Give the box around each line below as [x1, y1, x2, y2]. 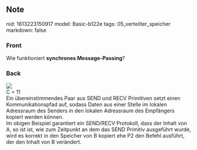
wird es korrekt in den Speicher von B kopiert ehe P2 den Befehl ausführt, [6, 132, 185, 139]
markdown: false [6, 26, 47, 34]
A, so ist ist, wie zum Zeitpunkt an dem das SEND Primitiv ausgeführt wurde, [6, 126, 191, 133]
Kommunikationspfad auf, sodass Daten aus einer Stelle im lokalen [6, 101, 168, 108]
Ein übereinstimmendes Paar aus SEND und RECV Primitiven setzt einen [6, 95, 181, 102]
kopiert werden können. [6, 114, 64, 121]
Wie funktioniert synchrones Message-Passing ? [6, 55, 125, 62]
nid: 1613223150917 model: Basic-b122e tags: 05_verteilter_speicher [6, 20, 171, 27]
